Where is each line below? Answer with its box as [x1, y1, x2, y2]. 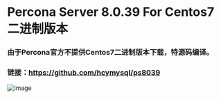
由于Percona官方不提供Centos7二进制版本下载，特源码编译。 [7, 48, 213, 57]
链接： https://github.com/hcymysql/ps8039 [7, 68, 161, 78]
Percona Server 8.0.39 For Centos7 [7, 4, 215, 20]
